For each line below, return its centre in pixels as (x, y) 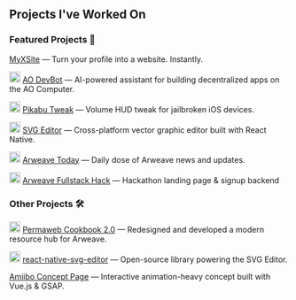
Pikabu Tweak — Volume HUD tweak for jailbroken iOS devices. (138, 109)
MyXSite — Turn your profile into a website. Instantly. (106, 59)
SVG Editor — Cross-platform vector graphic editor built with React (144, 130)
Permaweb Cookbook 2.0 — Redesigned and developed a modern (143, 229)
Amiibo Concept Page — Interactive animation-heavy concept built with (140, 276)
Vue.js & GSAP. (37, 286)
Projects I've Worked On (78, 15)
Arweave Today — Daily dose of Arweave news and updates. (133, 159)
